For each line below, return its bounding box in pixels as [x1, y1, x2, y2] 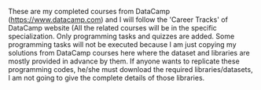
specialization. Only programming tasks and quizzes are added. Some [8, 31, 235, 41]
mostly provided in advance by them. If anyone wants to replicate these [8, 56, 240, 66]
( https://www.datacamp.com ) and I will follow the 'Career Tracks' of [8, 15, 228, 24]
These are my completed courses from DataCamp [8, 7, 171, 16]
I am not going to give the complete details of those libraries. [8, 74, 205, 82]
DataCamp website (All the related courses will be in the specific [8, 23, 218, 32]
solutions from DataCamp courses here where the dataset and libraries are [8, 49, 250, 57]
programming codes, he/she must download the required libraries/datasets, [8, 65, 253, 74]
